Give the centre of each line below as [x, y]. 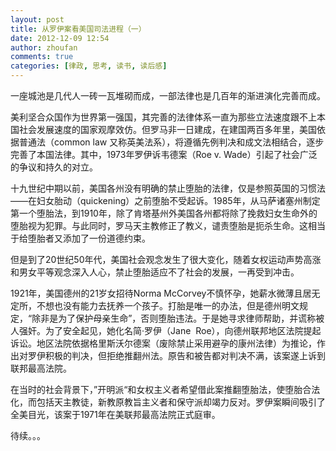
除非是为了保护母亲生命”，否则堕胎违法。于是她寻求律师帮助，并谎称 [174, 318]
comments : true [42, 57]
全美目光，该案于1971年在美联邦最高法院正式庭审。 [115, 414]
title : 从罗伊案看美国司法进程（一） [78, 29]
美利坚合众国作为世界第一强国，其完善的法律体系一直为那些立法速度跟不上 [163, 117]
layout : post [37, 19]
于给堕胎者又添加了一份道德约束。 [80, 238]
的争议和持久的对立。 [54, 167]
